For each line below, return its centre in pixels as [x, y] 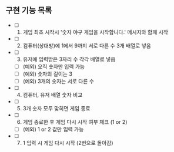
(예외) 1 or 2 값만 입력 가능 [53, 129]
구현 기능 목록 [29, 11]
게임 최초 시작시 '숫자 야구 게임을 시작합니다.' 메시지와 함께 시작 [96, 32]
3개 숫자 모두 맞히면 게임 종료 [56, 108]
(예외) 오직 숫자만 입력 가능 [54, 66]
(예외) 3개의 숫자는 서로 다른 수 [58, 81]
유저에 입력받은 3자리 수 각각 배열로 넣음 [69, 59]
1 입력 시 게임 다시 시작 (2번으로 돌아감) [68, 143]
